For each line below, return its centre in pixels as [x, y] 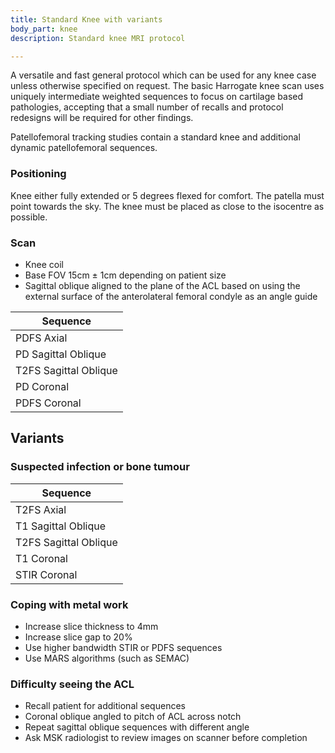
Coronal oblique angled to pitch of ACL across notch [133, 717]
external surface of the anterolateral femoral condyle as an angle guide [171, 296]
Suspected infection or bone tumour [100, 467]
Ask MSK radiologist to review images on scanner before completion [166, 738]
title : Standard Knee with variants [86, 19]
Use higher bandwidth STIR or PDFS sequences [123, 647]
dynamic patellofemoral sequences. [84, 148]
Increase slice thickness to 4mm [91, 626]
